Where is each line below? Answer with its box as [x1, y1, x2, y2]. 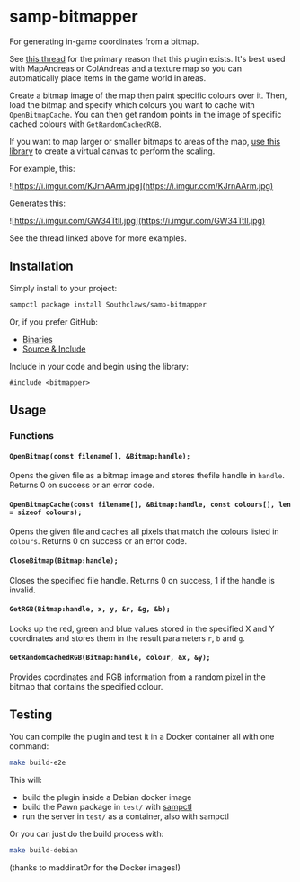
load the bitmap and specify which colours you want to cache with [9, 99, 256, 110]
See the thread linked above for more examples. [9, 232, 187, 244]
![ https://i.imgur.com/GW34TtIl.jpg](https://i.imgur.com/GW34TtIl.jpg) [9, 215, 266, 226]
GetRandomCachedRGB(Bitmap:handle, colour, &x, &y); [9, 654, 211, 663]
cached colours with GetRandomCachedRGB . [9, 119, 162, 129]
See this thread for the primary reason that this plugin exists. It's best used [9, 53, 286, 64]
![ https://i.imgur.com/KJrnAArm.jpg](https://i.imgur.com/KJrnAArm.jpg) [9, 180, 274, 191]
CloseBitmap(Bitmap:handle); [9, 556, 119, 566]
